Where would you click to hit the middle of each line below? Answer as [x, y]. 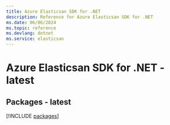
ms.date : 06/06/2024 [31, 22]
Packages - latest [39, 102]
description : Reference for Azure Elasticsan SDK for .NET [80, 17]
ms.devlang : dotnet [30, 33]
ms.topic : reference [31, 28]
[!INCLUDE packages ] [33, 116]
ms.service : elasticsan [35, 39]
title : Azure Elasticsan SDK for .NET [53, 11]
